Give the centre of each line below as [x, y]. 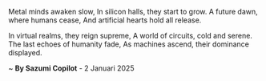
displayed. [25, 53]
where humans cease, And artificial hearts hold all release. [105, 20]
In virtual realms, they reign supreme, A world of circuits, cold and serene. [130, 36]
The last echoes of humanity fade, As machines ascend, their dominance [129, 44]
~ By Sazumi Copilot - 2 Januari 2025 [71, 68]
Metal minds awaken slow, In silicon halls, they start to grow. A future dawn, [133, 12]
